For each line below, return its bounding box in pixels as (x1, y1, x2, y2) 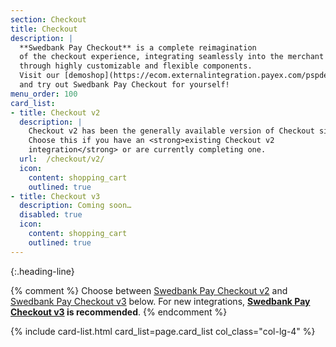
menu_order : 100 (10, 89, 78, 99)
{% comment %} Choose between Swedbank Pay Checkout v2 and (10, 284, 288, 296)
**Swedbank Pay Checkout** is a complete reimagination (19, 42, 257, 53)
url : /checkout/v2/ (19, 154, 105, 164)
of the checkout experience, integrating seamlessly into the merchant (19, 52, 325, 62)
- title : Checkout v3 (10, 191, 101, 201)
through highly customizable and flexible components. (19, 61, 253, 71)
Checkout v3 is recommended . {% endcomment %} (10, 306, 228, 318)
